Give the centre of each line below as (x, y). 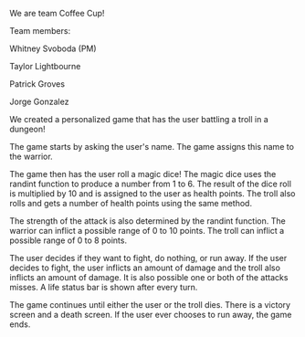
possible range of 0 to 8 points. (68, 240)
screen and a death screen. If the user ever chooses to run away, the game (151, 315)
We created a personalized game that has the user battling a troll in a (139, 119)
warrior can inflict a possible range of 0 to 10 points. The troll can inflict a (147, 231)
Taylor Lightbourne (45, 66)
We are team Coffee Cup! (57, 13)
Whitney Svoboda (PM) (53, 48)
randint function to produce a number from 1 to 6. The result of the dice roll (151, 184)
